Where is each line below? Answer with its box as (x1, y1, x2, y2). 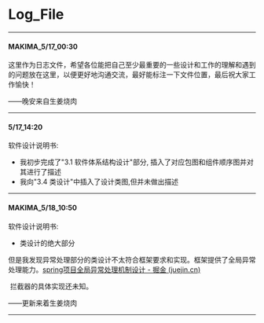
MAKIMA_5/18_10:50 (8, 203, 77, 212)
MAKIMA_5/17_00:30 (8, 42, 79, 51)
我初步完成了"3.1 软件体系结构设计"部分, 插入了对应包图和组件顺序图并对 (19, 157, 254, 167)
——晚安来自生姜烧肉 (8, 97, 77, 106)
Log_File (8, 6, 64, 24)
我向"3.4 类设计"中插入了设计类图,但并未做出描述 (19, 177, 179, 186)
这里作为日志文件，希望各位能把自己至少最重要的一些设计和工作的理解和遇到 (8, 61, 256, 70)
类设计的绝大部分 (19, 238, 75, 248)
